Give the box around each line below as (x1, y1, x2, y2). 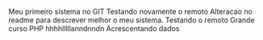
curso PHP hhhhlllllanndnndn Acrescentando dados (8, 24, 180, 33)
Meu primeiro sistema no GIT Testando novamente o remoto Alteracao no (8, 7, 253, 16)
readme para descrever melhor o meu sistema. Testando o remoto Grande (8, 15, 256, 25)
